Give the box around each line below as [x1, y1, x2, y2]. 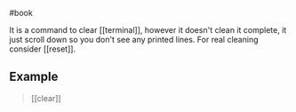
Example [9, 69, 59, 84]
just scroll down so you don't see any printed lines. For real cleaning [9, 35, 259, 44]
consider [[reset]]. [9, 44, 76, 54]
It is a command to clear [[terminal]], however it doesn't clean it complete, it [9, 25, 287, 35]
